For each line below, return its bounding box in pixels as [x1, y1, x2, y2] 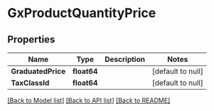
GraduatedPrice [11, 66, 66, 76]
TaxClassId [11, 78, 50, 88]
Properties [7, 33, 55, 46]
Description [105, 55, 146, 64]
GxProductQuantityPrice [7, 5, 156, 21]
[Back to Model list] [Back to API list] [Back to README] [7, 96, 171, 105]
